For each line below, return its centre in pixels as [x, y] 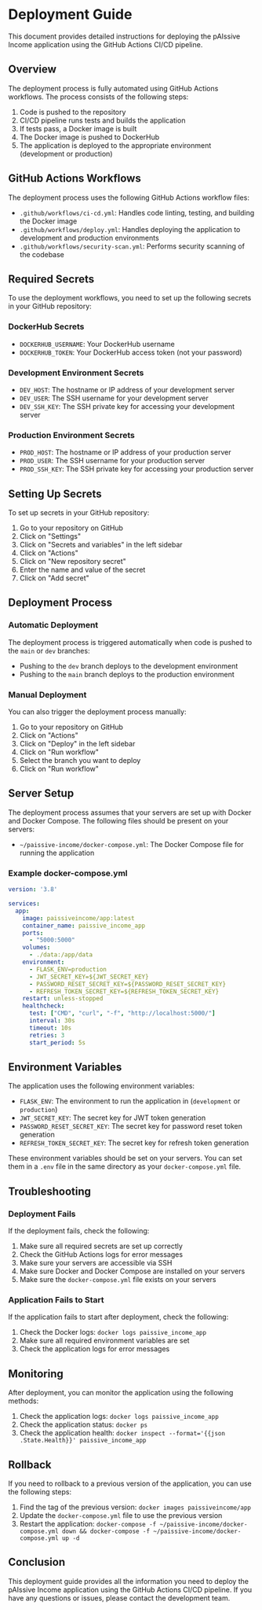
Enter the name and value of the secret [82, 570]
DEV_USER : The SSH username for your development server [114, 398]
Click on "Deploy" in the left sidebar [77, 744]
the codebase [42, 254]
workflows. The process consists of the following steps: [98, 97]
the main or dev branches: [49, 650]
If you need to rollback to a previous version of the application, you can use [130, 1483]
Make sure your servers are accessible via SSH [96, 1263]
